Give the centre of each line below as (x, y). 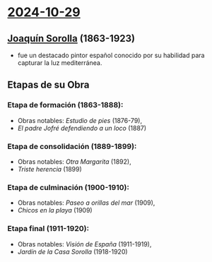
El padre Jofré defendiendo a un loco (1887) (82, 128)
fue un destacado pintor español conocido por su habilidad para (111, 55)
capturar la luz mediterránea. (60, 63)
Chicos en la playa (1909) (55, 210)
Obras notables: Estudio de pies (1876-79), (80, 120)
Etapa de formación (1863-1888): (65, 105)
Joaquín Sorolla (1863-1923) (71, 38)
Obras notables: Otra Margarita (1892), (75, 161)
